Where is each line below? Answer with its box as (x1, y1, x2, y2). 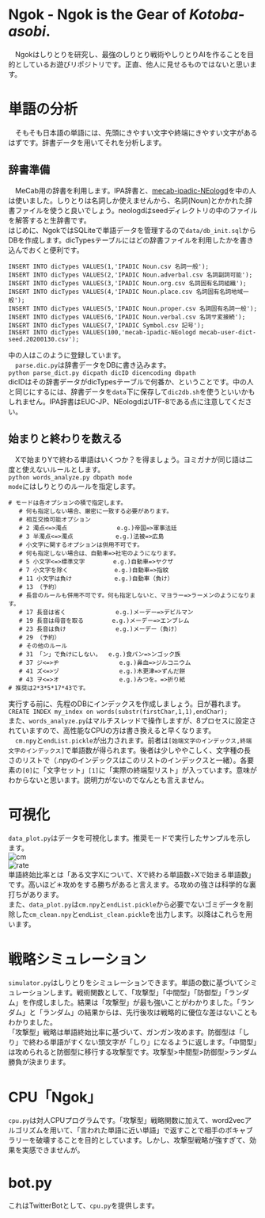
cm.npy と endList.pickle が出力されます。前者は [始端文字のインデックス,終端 (15, 735, 252, 745)
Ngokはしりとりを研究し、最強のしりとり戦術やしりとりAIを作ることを (14, 49, 248, 59)
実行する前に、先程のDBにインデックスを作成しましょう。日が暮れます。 (8, 699, 245, 708)
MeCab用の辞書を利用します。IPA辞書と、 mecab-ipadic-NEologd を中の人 (14, 185, 256, 195)
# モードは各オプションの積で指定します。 (8, 498, 127, 506)
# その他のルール (18, 642, 68, 650)
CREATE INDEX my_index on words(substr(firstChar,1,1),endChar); (8, 708, 228, 716)
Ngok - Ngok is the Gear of (8, 6, 187, 24)
